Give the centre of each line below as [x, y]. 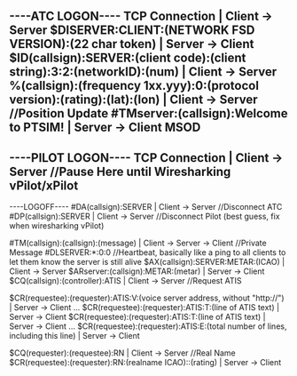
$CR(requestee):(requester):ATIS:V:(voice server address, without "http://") [147, 298]
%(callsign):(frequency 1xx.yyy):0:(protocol [134, 86]
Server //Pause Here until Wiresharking [120, 171]
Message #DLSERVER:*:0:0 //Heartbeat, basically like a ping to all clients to [148, 252]
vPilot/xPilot [44, 185]
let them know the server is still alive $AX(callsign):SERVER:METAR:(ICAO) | [147, 262]
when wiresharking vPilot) [57, 226]
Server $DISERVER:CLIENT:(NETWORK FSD [132, 31]
